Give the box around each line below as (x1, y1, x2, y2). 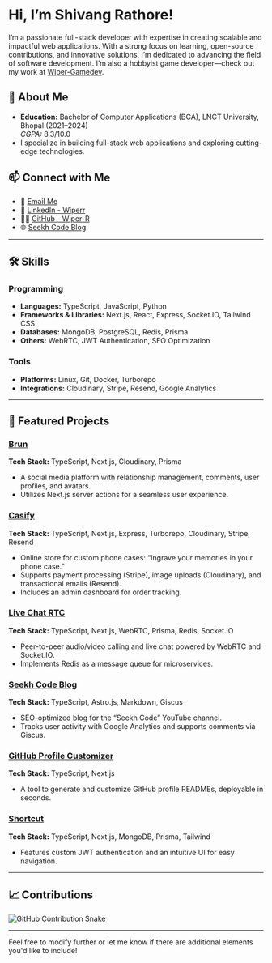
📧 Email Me (19, 196, 58, 206)
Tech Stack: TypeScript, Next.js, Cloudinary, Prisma (8, 457, 182, 467)
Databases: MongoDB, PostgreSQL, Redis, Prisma (19, 327, 189, 337)
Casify (8, 510, 35, 522)
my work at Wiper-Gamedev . (8, 66, 104, 76)
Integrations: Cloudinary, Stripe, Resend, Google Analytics (19, 383, 217, 393)
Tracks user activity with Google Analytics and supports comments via (19, 722, 256, 731)
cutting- (236, 138, 263, 147)
